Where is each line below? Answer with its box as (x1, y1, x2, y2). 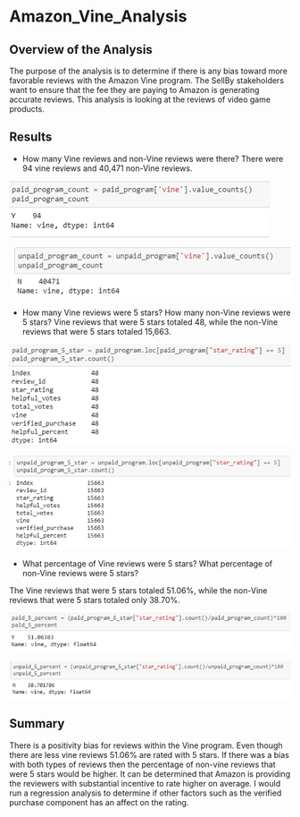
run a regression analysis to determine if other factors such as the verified (9, 787, 282, 798)
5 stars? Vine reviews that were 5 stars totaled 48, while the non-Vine (21, 317, 279, 328)
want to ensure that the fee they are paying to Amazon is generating (9, 85, 260, 95)
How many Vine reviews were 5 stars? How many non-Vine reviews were (21, 307, 291, 319)
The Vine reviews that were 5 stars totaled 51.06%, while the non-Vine (9, 584, 268, 596)
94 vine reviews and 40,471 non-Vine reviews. (21, 163, 193, 174)
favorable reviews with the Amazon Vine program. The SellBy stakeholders (9, 75, 284, 86)
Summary (9, 716, 65, 731)
